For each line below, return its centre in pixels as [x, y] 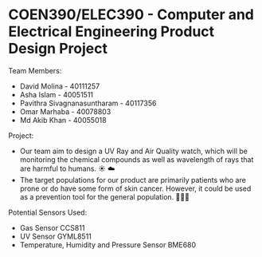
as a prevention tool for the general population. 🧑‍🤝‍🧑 [104, 196]
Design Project [58, 49]
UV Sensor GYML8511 [55, 236]
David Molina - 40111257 [60, 86]
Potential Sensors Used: [48, 212]
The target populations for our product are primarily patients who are [133, 180]
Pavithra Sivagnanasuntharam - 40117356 [88, 103]
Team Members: [35, 70]
